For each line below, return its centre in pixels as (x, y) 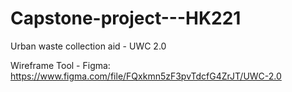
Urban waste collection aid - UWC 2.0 (88, 46)
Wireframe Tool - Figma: (60, 65)
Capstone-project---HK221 (126, 18)
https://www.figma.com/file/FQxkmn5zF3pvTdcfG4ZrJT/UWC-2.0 (146, 76)
